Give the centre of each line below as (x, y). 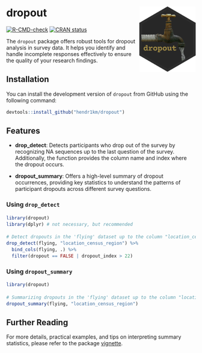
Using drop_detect (33, 205)
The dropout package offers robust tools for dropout (71, 41)
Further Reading (37, 323)
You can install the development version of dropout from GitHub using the (97, 94)
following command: (32, 100)
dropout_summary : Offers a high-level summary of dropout (89, 176)
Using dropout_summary (39, 271)
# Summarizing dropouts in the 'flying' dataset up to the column (91, 297)
